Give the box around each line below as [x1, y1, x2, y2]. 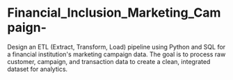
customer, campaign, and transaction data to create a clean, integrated [7, 57, 211, 65]
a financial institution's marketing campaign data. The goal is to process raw [7, 50, 226, 58]
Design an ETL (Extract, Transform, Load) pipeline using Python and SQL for [7, 42, 226, 51]
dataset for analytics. [7, 65, 68, 73]
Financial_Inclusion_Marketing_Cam [7, 5, 221, 21]
